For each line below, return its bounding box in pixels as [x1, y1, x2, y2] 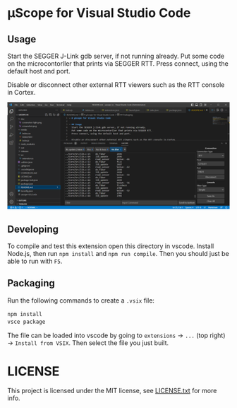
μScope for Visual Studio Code [7, 5, 191, 21]
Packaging [7, 277, 55, 289]
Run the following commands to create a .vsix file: [7, 296, 155, 305]
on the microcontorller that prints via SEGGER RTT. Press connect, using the [7, 59, 229, 68]
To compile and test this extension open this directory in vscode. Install [7, 242, 214, 250]
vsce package [7, 318, 46, 325]
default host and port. [7, 67, 71, 75]
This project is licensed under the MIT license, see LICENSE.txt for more [7, 387, 217, 395]
